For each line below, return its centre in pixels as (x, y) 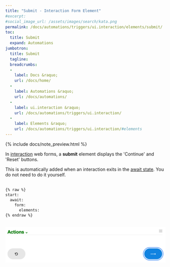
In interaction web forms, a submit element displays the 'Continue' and (80, 154)
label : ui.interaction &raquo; (48, 108)
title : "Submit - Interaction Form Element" (53, 11)
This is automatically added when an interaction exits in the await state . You (85, 169)
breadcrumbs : (24, 64)
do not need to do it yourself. (36, 175)
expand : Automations (32, 43)
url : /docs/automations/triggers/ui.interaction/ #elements (78, 129)
